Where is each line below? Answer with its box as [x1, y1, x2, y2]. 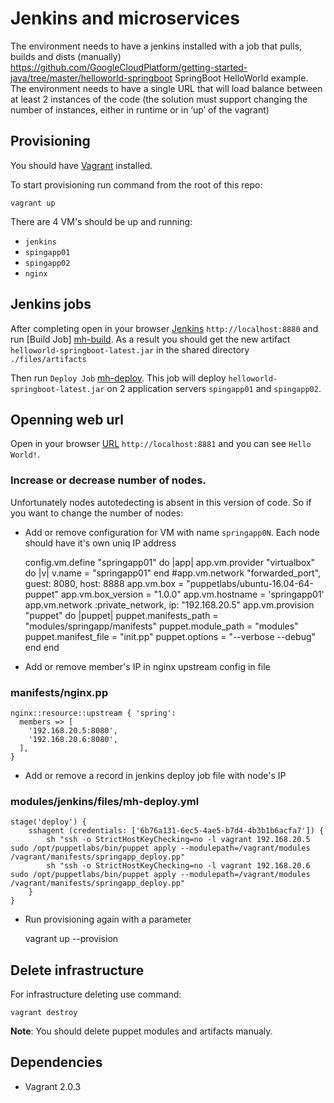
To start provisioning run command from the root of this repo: [10, 178, 263, 191]
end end [24, 641, 60, 653]
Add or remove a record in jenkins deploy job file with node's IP [24, 769, 287, 781]
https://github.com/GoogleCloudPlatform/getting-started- [10, 61, 248, 73]
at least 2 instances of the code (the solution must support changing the [10, 93, 308, 105]
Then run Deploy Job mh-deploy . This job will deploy [10, 372, 227, 384]
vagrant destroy [10, 1008, 78, 1018]
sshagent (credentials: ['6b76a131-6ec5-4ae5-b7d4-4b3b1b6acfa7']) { [28, 826, 325, 836]
